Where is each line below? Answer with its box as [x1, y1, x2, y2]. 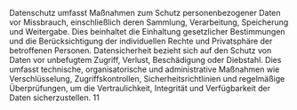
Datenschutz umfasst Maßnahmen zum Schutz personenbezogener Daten [9, 8, 282, 18]
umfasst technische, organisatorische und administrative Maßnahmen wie [9, 64, 280, 75]
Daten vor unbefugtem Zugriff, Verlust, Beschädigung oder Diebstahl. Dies [9, 55, 282, 65]
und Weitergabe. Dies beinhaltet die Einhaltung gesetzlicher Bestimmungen [9, 27, 286, 36]
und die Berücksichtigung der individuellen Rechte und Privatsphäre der [9, 35, 273, 46]
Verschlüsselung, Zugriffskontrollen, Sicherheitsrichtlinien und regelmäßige [9, 74, 285, 83]
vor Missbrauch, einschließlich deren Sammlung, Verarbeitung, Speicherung [9, 17, 289, 27]
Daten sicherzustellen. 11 [9, 92, 100, 103]
